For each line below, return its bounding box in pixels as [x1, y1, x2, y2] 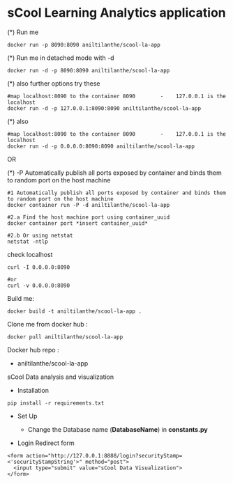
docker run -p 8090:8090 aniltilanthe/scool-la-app [7, 41, 160, 48]
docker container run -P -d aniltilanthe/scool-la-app [7, 201, 170, 208]
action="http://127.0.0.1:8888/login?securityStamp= [25, 452, 183, 459]
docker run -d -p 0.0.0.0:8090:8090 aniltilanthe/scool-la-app [7, 143, 195, 150]
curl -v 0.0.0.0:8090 [7, 282, 70, 289]
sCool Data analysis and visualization [7, 373, 114, 381]
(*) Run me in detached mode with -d [7, 54, 114, 62]
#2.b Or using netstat [7, 232, 73, 239]
